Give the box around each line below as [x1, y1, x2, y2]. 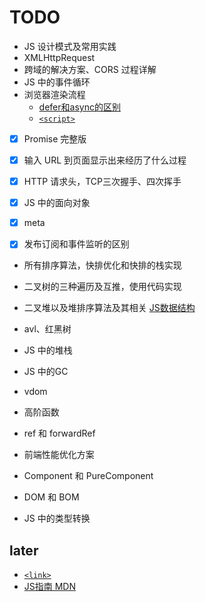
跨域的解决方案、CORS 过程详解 [23, 63, 157, 75]
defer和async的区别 [38, 101, 121, 113]
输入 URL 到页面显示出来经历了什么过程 [23, 154, 187, 166]
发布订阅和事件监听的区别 [23, 238, 130, 250]
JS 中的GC [23, 366, 69, 378]
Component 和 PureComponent [23, 470, 154, 482]
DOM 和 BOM [23, 491, 80, 503]
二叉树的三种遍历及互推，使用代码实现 [23, 281, 182, 293]
